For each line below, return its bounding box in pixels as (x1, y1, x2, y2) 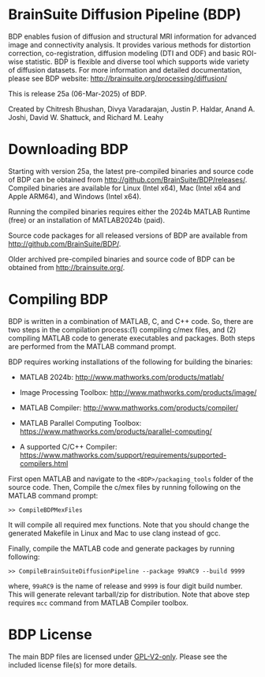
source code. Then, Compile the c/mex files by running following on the (8, 482, 241, 491)
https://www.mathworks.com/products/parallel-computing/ (19, 427, 213, 436)
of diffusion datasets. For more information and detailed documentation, (8, 65, 242, 74)
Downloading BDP (8, 141, 129, 159)
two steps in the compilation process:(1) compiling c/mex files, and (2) (8, 325, 237, 334)
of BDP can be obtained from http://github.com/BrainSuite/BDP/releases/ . (8, 175, 248, 184)
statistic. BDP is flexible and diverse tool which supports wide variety (24, 57, 250, 66)
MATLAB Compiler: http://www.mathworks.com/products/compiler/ (19, 403, 239, 412)
